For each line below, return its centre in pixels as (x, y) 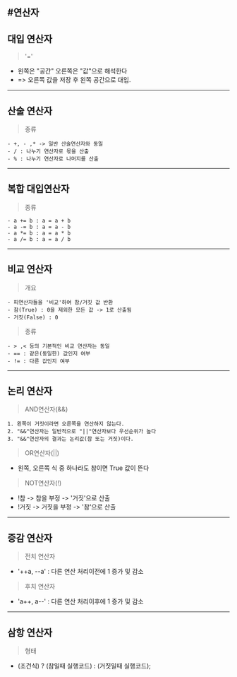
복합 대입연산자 (38, 189)
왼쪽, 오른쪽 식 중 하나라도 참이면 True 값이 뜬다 (83, 468)
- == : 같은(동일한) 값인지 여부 (49, 353)
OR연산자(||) (42, 453)
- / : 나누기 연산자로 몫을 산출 (48, 152)
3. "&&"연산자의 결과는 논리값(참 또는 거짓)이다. (71, 439)
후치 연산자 (40, 587)
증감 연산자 (30, 538)
